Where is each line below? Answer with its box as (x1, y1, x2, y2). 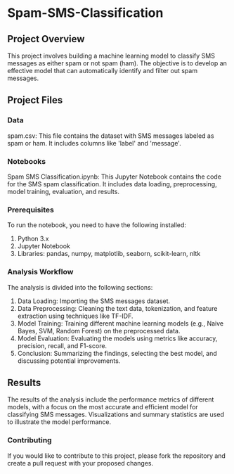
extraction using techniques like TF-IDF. (17, 312, 134, 320)
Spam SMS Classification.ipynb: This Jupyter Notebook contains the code (7, 172, 221, 181)
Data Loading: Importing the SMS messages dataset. (17, 297, 171, 305)
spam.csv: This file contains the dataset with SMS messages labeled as (7, 132, 214, 140)
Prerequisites (7, 205, 54, 214)
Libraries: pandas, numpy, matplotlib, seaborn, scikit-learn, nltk (17, 250, 201, 258)
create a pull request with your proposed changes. (7, 459, 153, 467)
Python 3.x (17, 234, 49, 243)
